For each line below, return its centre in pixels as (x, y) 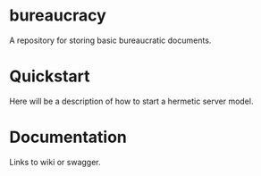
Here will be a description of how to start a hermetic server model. (131, 101)
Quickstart (50, 76)
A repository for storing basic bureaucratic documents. (110, 40)
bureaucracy (58, 16)
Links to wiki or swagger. (55, 162)
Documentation (68, 137)
